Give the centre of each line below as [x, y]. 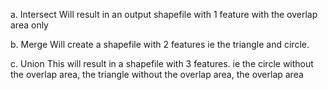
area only [29, 25]
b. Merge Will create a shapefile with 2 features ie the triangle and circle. [160, 44]
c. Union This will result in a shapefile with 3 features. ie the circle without [162, 63]
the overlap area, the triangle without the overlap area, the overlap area [157, 74]
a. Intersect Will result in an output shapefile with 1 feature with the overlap [164, 14]
